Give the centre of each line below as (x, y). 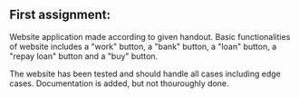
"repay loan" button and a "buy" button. (84, 56)
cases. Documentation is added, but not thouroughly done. (119, 83)
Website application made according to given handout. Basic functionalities (150, 36)
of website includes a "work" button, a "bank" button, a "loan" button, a (143, 46)
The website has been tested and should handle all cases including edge (145, 73)
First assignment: (60, 15)
